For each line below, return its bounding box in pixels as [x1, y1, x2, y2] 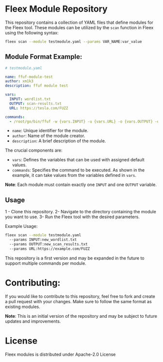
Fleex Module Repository [5, 3, 108, 15]
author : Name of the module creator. [12, 133, 85, 139]
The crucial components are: [5, 147, 63, 154]
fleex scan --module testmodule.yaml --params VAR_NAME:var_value [5, 39, 142, 44]
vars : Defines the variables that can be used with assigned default [12, 157, 145, 163]
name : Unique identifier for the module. [12, 128, 89, 134]
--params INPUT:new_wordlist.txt [9, 237, 77, 242]
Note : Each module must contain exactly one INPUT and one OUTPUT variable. [5, 182, 157, 188]
